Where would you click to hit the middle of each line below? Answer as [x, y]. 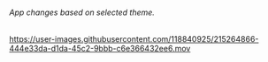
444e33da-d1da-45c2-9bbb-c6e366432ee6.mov [100, 49]
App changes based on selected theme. [82, 12]
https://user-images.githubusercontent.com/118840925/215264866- [134, 39]
